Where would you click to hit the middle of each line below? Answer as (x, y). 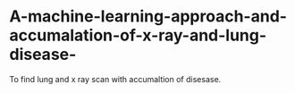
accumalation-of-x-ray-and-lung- (138, 35)
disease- (43, 55)
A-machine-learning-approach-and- (148, 17)
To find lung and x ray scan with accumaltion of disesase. (115, 79)
